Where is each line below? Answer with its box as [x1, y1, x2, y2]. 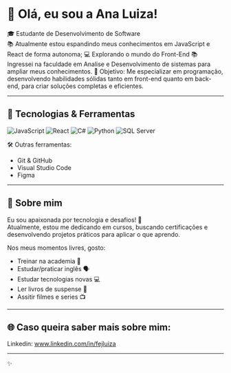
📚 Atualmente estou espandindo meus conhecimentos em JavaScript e [7, 39, 210, 47]
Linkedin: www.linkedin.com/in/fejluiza [7, 340, 116, 348]
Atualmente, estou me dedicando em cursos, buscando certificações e [7, 223, 208, 231]
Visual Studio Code [16, 163, 72, 171]
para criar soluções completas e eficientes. [21, 82, 144, 90]
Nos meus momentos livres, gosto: [7, 244, 106, 252]
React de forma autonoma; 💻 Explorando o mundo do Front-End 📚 [7, 50, 198, 58]
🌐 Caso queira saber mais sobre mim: [7, 321, 171, 333]
